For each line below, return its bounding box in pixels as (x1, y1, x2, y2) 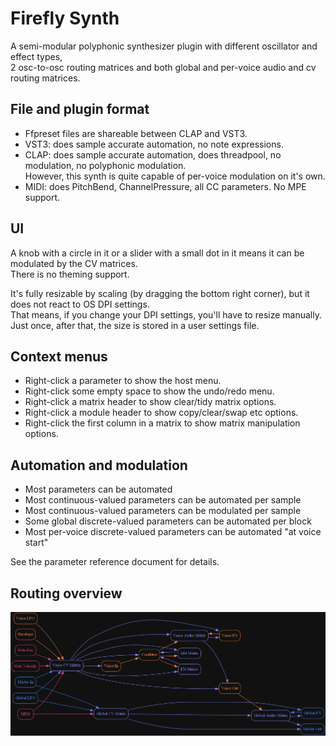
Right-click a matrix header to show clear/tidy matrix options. (24, 396, 277, 408)
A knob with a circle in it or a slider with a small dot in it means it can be (10, 247, 305, 259)
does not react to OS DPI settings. (10, 298, 150, 310)
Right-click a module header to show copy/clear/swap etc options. (24, 407, 299, 419)
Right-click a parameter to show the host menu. (24, 375, 222, 387)
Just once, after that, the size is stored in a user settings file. (10, 319, 260, 331)
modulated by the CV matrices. (10, 257, 138, 269)
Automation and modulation (10, 457, 188, 474)
